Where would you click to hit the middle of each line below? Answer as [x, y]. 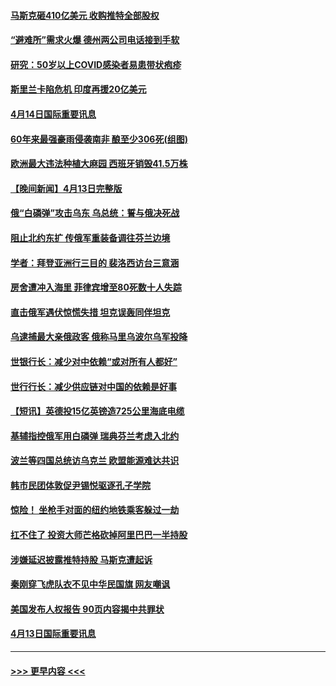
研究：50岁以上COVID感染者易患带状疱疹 [96, 64]
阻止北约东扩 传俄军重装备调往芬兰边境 [90, 237]
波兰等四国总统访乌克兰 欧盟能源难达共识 [95, 461]
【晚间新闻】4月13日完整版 [66, 188]
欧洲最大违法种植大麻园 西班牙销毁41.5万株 [99, 164]
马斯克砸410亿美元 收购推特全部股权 [85, 15]
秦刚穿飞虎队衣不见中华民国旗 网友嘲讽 [90, 584]
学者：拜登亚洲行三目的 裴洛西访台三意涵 [95, 262]
